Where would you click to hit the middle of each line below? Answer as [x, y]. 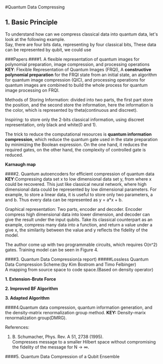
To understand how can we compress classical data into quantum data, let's [81, 34]
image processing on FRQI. [32, 90]
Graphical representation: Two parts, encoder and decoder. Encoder [74, 209]
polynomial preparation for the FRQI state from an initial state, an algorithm [81, 75]
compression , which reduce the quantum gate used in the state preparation [81, 139]
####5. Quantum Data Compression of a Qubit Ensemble [62, 356]
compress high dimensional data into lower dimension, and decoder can [78, 214]
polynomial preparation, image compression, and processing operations [77, 64]
